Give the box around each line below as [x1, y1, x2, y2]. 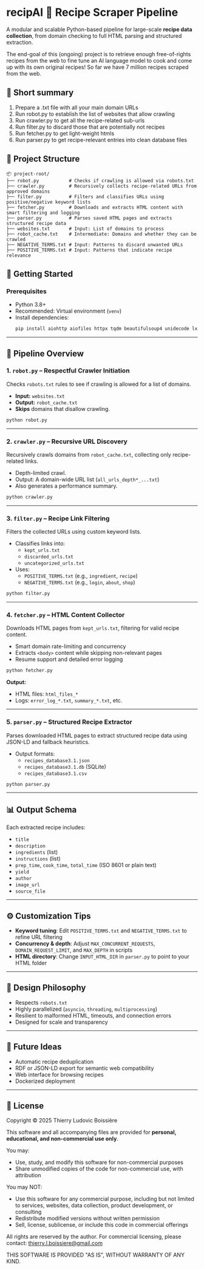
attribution [15, 1172, 41, 1179]
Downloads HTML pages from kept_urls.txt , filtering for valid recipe [6, 624, 180, 632]
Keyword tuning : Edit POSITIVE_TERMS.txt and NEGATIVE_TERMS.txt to [15, 927, 187, 934]
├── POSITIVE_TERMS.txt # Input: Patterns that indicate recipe [6, 247, 172, 253]
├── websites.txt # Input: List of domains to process [6, 226, 165, 232]
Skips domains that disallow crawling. [15, 405, 110, 412]
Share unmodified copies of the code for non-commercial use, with [15, 1165, 183, 1172]
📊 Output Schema [6, 804, 77, 815]
